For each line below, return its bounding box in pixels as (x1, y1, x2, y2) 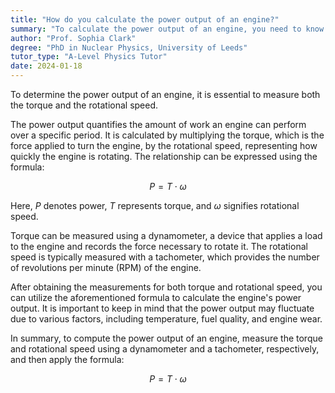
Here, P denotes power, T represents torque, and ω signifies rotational (10, 200, 300, 211)
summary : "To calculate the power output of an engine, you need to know (10, 24, 325, 34)
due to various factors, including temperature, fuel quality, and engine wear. (10, 313, 323, 325)
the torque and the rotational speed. (10, 99, 159, 111)
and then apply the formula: (10, 354, 125, 365)
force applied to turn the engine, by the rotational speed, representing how (10, 140, 318, 151)
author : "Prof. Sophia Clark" (10, 33, 137, 43)
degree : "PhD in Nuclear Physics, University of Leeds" (10, 42, 248, 53)
